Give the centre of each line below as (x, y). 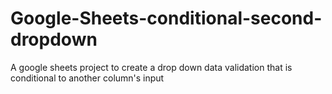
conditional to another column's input (87, 78)
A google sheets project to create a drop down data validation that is (151, 67)
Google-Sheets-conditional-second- (166, 18)
